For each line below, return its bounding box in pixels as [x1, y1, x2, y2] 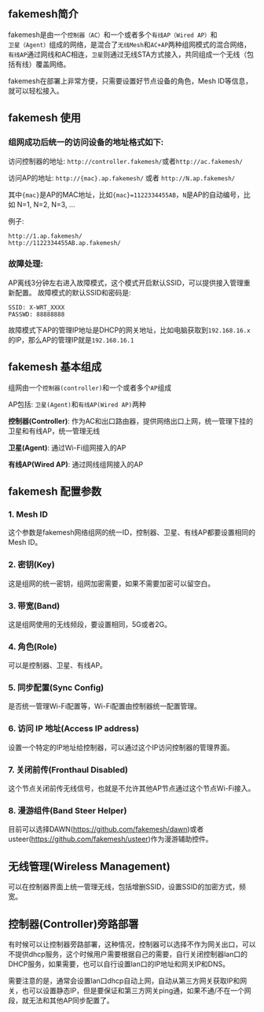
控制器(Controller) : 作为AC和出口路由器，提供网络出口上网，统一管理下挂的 [8, 416, 254, 425]
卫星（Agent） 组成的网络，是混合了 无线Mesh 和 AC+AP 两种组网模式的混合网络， [8, 39, 251, 49]
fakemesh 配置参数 [8, 485, 102, 498]
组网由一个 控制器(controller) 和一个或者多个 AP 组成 [8, 383, 171, 392]
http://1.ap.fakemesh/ [8, 232, 82, 240]
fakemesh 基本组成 [8, 361, 102, 374]
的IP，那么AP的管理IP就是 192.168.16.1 [8, 335, 134, 344]
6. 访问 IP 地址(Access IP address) [8, 723, 140, 734]
